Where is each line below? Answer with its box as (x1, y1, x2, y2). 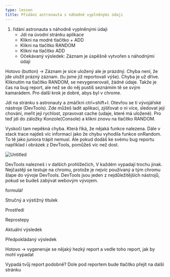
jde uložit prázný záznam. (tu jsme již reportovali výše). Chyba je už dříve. (5, 73, 159, 80)
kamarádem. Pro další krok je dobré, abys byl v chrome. (5, 90, 121, 96)
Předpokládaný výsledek (5, 236, 57, 242)
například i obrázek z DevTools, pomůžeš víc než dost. (5, 141, 119, 147)
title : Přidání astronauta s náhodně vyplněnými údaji (5, 12, 123, 17)
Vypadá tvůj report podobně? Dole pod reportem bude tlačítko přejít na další (5, 261, 164, 267)
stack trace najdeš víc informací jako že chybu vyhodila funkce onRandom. (5, 131, 162, 137)
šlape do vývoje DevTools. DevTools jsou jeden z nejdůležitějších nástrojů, (5, 172, 160, 178)
